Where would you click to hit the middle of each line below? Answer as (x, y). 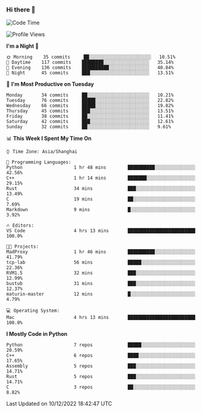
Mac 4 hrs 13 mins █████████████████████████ (101, 318)
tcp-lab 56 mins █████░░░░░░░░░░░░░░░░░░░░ (101, 263)
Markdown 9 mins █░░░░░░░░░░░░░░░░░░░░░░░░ (101, 210)
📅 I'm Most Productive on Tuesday (50, 84)
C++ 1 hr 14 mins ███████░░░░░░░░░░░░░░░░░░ (101, 178)
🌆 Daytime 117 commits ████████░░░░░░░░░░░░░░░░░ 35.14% (90, 63)
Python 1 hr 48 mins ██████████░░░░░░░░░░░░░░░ (101, 168)
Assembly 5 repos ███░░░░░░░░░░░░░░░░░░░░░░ (101, 366)
